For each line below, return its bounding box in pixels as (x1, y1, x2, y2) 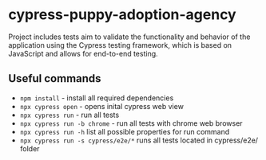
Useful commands (8, 72, 101, 85)
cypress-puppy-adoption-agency (8, 6, 237, 24)
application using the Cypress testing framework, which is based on (8, 40, 232, 49)
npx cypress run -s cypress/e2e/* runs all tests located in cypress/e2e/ (19, 135, 258, 145)
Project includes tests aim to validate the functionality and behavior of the (8, 32, 251, 41)
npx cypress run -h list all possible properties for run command (19, 127, 230, 136)
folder (19, 143, 40, 153)
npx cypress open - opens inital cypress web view (19, 101, 184, 111)
